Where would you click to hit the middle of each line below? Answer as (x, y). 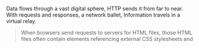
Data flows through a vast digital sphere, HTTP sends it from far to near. (95, 9)
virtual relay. (22, 21)
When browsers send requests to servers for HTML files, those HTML (107, 33)
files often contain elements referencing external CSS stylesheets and (107, 39)
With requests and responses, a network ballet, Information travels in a (93, 15)
